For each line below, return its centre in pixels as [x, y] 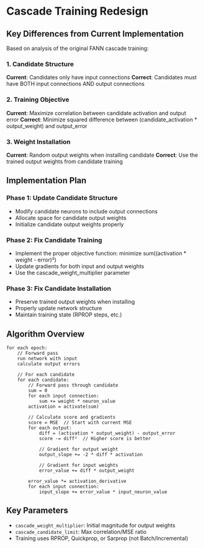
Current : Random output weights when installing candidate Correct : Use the [102, 155]
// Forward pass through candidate [73, 385]
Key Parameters [37, 511]
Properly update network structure [58, 308]
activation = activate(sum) [64, 407]
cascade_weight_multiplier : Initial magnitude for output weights [95, 525]
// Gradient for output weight [79, 449]
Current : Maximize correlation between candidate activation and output [96, 113]
